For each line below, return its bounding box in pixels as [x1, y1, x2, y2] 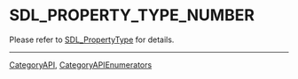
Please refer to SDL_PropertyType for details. [9, 34, 175, 45]
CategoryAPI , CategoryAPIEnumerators [9, 59, 153, 70]
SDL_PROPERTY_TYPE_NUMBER [9, 5, 255, 25]
